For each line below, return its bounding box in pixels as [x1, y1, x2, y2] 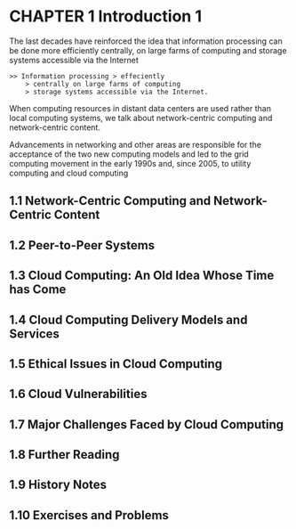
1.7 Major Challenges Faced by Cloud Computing [9, 417, 284, 432]
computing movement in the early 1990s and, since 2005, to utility [9, 158, 252, 168]
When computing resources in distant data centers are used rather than [9, 102, 271, 113]
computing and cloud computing [9, 167, 129, 178]
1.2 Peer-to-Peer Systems [9, 238, 156, 253]
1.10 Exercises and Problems [9, 508, 169, 523]
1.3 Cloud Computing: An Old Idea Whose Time [9, 268, 275, 283]
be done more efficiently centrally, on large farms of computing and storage [9, 45, 287, 55]
